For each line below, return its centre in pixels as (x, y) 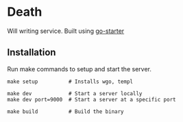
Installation (32, 52)
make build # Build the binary (66, 111)
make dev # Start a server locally (75, 93)
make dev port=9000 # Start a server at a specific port (91, 99)
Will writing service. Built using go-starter (66, 31)
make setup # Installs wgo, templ (70, 82)
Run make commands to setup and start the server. (80, 69)
